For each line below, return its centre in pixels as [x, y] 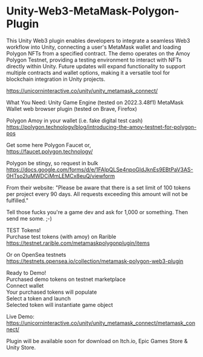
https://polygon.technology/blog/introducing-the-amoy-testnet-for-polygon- [101, 127]
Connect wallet [25, 285]
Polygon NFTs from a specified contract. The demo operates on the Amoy [98, 53]
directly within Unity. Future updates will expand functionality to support [96, 66]
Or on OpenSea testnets [36, 254]
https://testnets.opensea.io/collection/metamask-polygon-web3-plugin [95, 261]
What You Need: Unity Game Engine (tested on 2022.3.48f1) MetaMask [95, 102]
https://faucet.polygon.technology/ [50, 151]
